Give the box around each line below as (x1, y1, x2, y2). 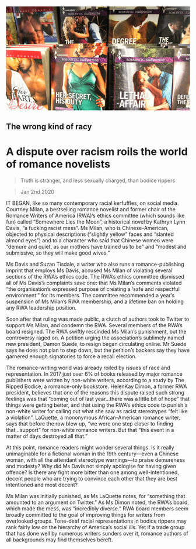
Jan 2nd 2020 (20, 188, 54, 195)
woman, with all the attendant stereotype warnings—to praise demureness (6, 456, 185, 463)
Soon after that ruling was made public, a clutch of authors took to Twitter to (6, 315, 190, 322)
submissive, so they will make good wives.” (6, 249, 110, 256)
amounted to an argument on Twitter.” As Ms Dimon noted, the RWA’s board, (6, 499, 190, 506)
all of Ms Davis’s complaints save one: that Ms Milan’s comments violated (6, 279, 182, 286)
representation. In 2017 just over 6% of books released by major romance (6, 370, 183, 378)
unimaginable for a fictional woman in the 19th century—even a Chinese (6, 450, 179, 457)
